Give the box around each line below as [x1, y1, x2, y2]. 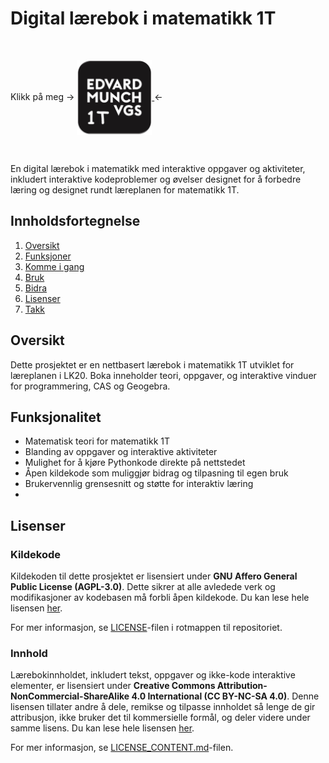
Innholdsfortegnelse [10, 213, 141, 230]
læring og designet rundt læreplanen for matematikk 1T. [10, 183, 240, 196]
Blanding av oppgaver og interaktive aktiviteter [24, 446, 218, 458]
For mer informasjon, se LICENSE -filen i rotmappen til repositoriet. [10, 622, 283, 634]
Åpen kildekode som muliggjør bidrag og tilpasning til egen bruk [24, 467, 289, 479]
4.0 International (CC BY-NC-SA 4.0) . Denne [131, 690, 320, 702]
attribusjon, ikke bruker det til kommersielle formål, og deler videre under [10, 712, 311, 724]
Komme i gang [24, 260, 85, 272]
